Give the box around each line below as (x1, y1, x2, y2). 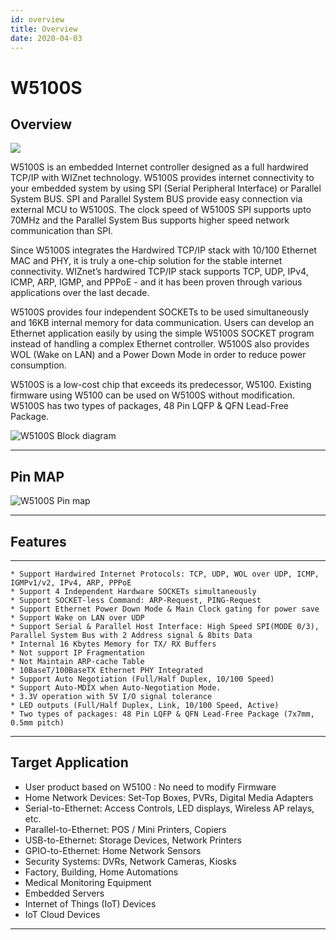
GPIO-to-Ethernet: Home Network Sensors (24, 844, 202, 856)
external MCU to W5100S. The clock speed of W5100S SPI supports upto (10, 204, 312, 216)
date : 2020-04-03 (10, 33, 83, 43)
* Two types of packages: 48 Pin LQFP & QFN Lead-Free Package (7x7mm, (10, 709, 315, 719)
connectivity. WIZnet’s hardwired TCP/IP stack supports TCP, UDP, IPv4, (10, 266, 309, 278)
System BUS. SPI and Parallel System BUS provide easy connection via (10, 193, 303, 205)
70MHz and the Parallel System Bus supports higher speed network (10, 214, 290, 226)
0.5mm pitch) (10, 718, 65, 728)
